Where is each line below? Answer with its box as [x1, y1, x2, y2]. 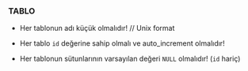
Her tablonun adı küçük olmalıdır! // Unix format [19, 24, 175, 33]
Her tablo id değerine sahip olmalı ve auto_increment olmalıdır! [19, 39, 225, 48]
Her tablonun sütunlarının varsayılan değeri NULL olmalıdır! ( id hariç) [19, 54, 241, 64]
